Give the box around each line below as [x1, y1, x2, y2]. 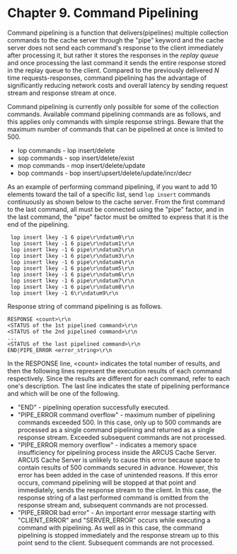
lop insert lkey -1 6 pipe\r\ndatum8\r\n [10, 283, 134, 290]
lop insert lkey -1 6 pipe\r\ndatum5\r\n [10, 264, 134, 272]
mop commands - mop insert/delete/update [17, 161, 146, 169]
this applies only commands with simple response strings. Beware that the [7, 117, 224, 125]
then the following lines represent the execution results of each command [7, 366, 222, 375]
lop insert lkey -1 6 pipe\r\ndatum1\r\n [10, 239, 134, 247]
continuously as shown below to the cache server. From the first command [7, 197, 225, 206]
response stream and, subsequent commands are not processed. [17, 501, 209, 509]
